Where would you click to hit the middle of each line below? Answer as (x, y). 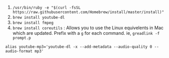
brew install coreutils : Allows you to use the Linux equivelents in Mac (88, 28)
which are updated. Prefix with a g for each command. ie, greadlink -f (86, 33)
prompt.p (22, 38)
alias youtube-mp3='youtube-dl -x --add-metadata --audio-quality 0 (79, 47)
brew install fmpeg (33, 23)
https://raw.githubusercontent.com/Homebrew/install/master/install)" (88, 12)
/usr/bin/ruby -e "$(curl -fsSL (46, 8)
